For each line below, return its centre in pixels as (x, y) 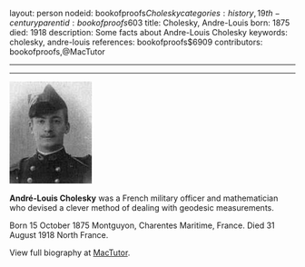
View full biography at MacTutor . (70, 252)
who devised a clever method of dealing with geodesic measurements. (142, 208)
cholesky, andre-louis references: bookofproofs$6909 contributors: (136, 42)
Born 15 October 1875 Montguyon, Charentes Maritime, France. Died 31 (142, 225)
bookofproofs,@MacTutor (58, 52)
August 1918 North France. (59, 235)
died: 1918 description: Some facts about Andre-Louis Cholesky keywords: (148, 32)
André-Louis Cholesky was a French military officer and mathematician (144, 198)
